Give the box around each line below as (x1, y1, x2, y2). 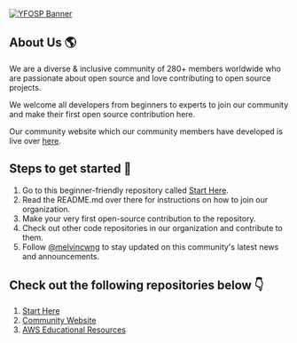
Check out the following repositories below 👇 (9, 278, 264, 293)
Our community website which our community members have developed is (9, 125, 284, 137)
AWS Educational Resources (21, 324, 127, 335)
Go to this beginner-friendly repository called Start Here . (21, 185, 229, 195)
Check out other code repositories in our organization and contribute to (21, 222, 284, 233)
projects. (9, 82, 42, 92)
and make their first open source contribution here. (9, 108, 196, 119)
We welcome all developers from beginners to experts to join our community (9, 99, 289, 110)
